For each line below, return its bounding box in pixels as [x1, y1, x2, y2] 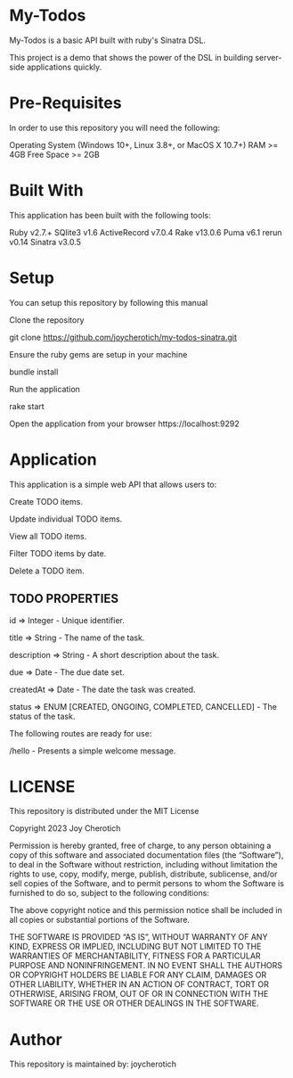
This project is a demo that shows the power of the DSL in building [9, 52, 254, 62]
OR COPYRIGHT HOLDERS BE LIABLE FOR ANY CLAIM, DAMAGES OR [9, 969, 267, 981]
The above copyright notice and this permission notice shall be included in [9, 905, 282, 916]
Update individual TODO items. [9, 514, 123, 524]
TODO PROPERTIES [9, 591, 119, 606]
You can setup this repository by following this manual [9, 297, 208, 308]
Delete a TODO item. [9, 565, 85, 576]
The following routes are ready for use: [9, 728, 152, 738]
